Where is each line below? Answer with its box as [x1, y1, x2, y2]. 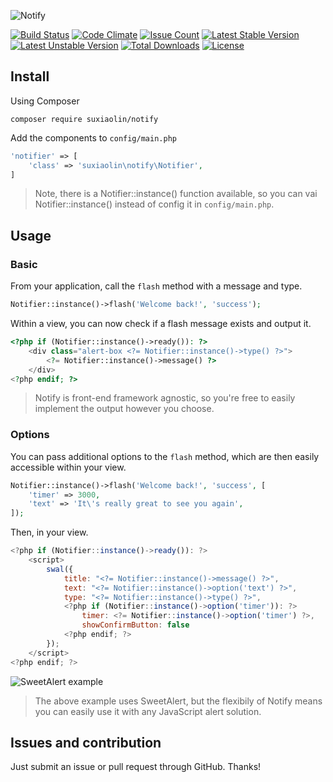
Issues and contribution [10, 734, 162, 751]
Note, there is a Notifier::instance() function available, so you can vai [34, 188, 318, 200]
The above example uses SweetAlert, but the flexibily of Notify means [34, 695, 323, 707]
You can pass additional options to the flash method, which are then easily [10, 450, 320, 462]
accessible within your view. [10, 461, 127, 473]
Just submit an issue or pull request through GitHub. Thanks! [10, 761, 262, 773]
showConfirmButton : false [81, 620, 190, 630]
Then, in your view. [10, 526, 89, 539]
